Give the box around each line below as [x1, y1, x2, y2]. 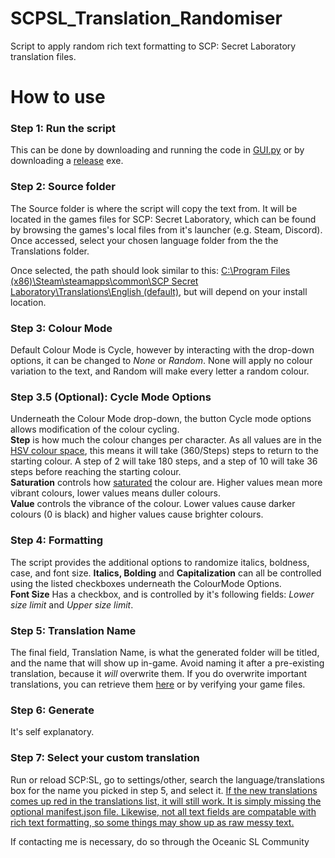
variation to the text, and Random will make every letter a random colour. [10, 365, 310, 377]
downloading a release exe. [10, 155, 124, 167]
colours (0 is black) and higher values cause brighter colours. [10, 508, 264, 521]
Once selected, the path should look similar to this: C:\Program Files [10, 264, 291, 276]
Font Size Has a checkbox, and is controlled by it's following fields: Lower [10, 588, 315, 600]
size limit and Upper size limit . [10, 598, 134, 611]
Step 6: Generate [10, 703, 95, 717]
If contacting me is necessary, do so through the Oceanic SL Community [10, 835, 310, 847]
